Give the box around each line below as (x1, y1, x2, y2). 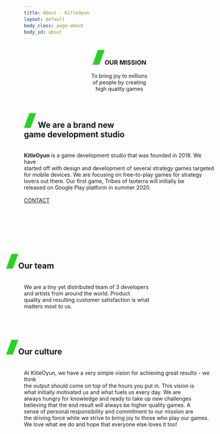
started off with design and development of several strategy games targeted (24, 164, 215, 172)
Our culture (18, 347, 62, 357)
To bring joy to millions (91, 72, 148, 79)
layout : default (24, 16, 65, 22)
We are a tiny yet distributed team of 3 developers (24, 283, 149, 291)
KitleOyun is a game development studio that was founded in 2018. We (24, 151, 202, 159)
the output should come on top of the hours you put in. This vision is (24, 382, 195, 389)
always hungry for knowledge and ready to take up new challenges (24, 395, 192, 402)
